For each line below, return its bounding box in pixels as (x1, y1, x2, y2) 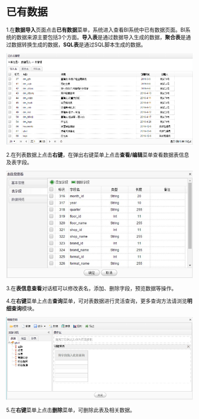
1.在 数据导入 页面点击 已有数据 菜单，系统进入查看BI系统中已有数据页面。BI (6, 26, 185, 33)
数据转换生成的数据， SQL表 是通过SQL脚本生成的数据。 (11, 41, 146, 48)
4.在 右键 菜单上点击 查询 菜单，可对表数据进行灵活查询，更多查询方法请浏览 (6, 297, 188, 304)
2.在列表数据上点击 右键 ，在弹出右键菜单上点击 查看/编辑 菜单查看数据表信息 (6, 151, 190, 158)
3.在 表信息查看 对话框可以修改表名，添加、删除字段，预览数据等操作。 (6, 284, 177, 291)
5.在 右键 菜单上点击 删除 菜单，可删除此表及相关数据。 (6, 407, 135, 413)
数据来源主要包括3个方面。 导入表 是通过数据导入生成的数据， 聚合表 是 (16, 33, 186, 40)
